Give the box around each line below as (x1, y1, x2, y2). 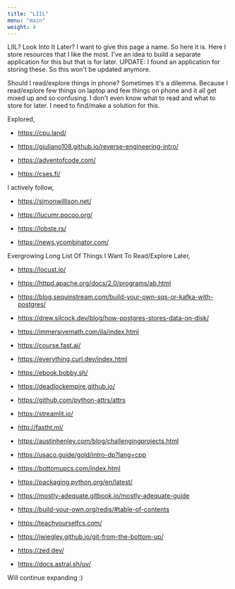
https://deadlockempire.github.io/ (17, 382, 115, 391)
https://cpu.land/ (17, 128, 67, 138)
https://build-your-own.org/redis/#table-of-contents (17, 505, 169, 514)
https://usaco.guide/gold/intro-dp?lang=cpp (17, 451, 147, 459)
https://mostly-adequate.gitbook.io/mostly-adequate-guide (17, 492, 190, 500)
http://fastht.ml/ (17, 423, 64, 432)
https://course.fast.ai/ (17, 341, 81, 350)
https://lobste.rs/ (17, 224, 67, 233)
